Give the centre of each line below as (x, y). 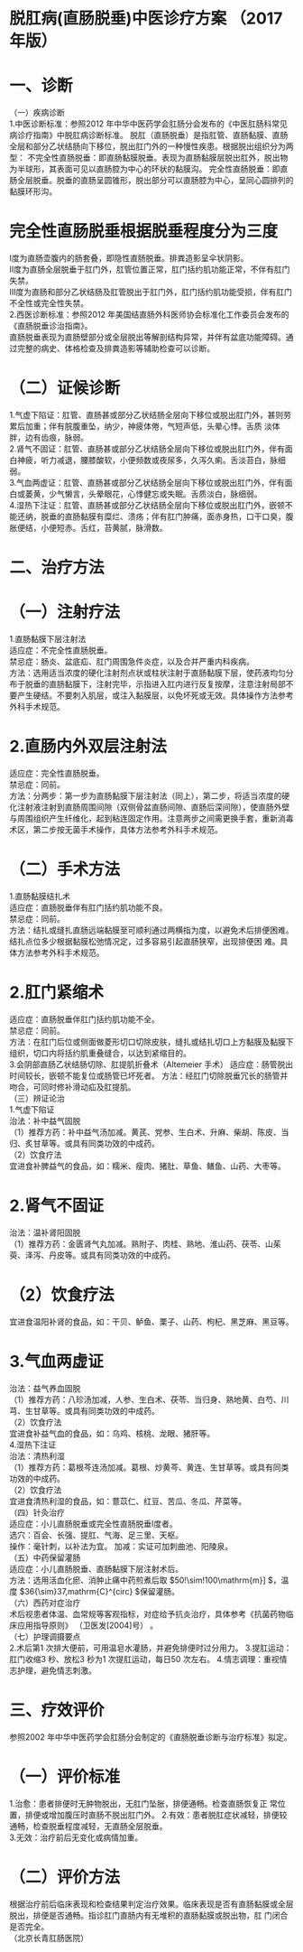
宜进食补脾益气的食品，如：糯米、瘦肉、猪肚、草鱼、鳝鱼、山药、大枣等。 (147, 1166)
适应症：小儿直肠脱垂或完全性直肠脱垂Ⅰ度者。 (93, 1523)
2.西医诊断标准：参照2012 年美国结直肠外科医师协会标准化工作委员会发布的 (150, 315)
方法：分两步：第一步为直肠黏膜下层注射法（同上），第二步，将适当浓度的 (146, 796)
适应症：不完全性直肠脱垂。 (61, 650)
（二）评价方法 (65, 1877)
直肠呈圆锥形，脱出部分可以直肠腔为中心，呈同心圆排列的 (187, 181)
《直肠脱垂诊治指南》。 (51, 326)
